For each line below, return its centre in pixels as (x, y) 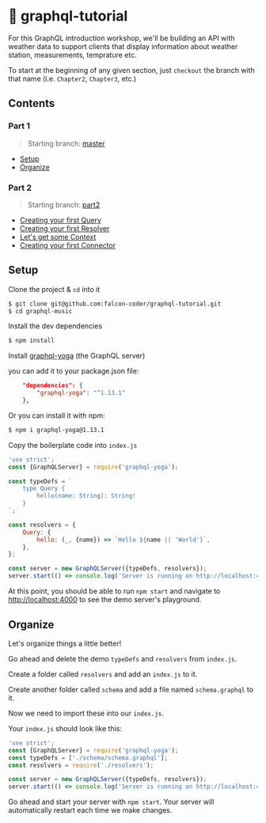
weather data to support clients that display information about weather (123, 46)
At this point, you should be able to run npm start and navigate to (114, 591)
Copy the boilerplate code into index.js (73, 445)
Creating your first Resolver (65, 228)
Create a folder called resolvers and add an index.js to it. (103, 674)
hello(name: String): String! (86, 496)
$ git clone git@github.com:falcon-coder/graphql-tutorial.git (115, 304)
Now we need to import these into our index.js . (86, 713)
